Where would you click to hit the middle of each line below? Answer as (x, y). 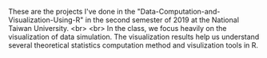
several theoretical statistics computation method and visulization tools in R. (133, 45)
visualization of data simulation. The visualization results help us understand (134, 37)
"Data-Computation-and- (179, 12)
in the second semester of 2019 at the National (162, 20)
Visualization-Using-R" (46, 20)
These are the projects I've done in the (72, 12)
